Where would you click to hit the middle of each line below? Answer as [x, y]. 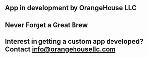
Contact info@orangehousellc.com [60, 49]
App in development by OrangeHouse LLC [71, 8]
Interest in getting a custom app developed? [74, 42]
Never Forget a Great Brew [47, 25]
